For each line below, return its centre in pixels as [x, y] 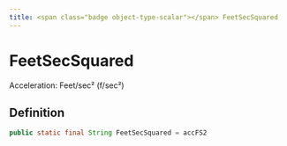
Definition [37, 112]
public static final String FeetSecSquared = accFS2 [108, 133]
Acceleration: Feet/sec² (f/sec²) [67, 85]
